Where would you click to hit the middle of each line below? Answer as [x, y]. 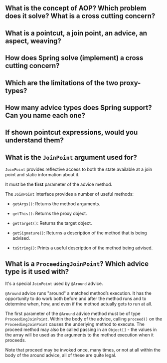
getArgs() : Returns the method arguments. [56, 204]
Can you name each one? [45, 115]
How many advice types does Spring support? [79, 107]
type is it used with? [37, 272]
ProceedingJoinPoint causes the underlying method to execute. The [75, 324]
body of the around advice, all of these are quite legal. [61, 355]
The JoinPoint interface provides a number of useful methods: [69, 194]
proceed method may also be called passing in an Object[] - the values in [81, 329]
